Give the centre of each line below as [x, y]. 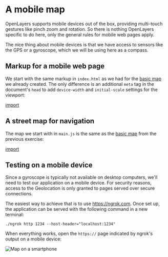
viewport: [15, 95]
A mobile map [35, 10]
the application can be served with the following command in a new [77, 209]
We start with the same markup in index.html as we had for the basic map [83, 79]
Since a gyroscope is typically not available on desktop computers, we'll [81, 177]
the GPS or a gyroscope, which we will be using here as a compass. [77, 50]
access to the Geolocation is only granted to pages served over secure [80, 188]
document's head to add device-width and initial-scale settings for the [81, 89]
